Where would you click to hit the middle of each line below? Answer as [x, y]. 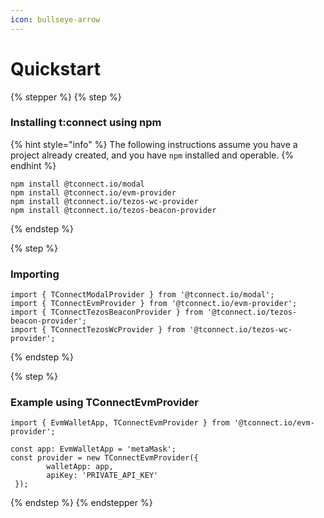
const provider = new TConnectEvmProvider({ [104, 458]
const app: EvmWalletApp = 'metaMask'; [93, 449]
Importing [35, 274]
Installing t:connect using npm [86, 123]
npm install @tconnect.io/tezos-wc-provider [104, 201]
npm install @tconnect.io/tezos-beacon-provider [113, 210]
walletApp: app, [80, 467]
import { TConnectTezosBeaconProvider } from [106, 312]
